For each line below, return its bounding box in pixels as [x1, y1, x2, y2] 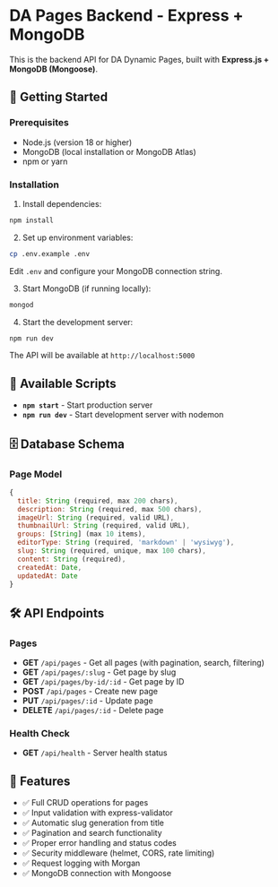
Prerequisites [9, 116, 69, 129]
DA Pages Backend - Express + [9, 5, 244, 26]
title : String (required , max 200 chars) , [17, 496, 178, 505]
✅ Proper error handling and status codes [22, 838, 177, 848]
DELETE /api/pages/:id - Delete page [22, 705, 164, 716]
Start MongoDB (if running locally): [22, 283, 152, 294]
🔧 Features [9, 773, 71, 788]
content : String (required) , [17, 555, 126, 564]
